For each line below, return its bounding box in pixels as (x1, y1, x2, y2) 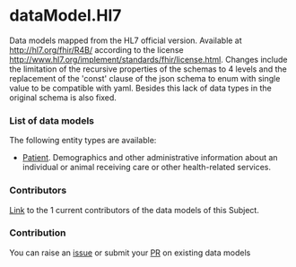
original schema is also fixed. (9, 91, 117, 103)
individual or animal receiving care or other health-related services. (22, 162, 272, 173)
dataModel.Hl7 (9, 5, 122, 26)
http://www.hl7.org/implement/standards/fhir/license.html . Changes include (9, 54, 288, 65)
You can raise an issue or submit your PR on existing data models (9, 247, 251, 258)
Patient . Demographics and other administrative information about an (22, 152, 278, 163)
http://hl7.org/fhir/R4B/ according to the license (9, 44, 184, 55)
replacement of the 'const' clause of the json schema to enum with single (9, 73, 281, 83)
